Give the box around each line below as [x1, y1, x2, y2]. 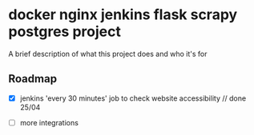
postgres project [8, 22, 122, 41]
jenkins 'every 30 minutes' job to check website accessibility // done [19, 93, 247, 103]
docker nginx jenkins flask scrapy [8, 6, 238, 24]
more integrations [19, 117, 79, 127]
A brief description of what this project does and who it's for [8, 49, 208, 58]
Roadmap [8, 72, 58, 85]
